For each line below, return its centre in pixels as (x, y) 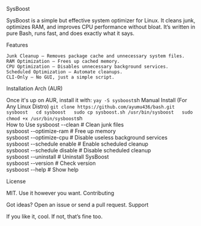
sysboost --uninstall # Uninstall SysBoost (58, 157)
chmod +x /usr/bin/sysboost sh (44, 118)
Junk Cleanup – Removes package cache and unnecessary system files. (96, 56)
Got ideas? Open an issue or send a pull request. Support (78, 205)
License (16, 181)
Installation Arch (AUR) (35, 88)
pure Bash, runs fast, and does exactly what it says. (70, 33)
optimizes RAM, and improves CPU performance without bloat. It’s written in (101, 27)
